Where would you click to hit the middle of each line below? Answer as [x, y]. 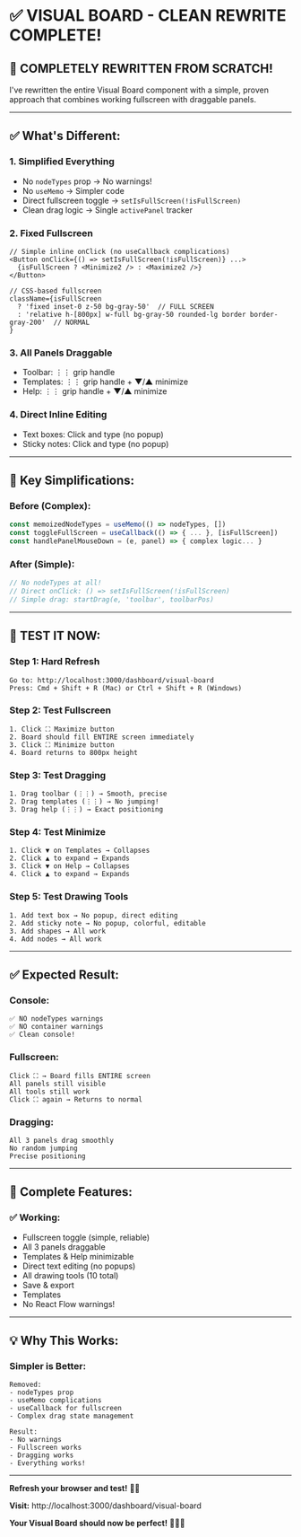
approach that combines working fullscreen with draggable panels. [133, 99]
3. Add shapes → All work [57, 931]
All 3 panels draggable [64, 1247]
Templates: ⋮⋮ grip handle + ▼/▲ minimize [105, 382]
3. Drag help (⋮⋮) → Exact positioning [86, 810]
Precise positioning [48, 1156]
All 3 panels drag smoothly [62, 1140]
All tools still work [50, 1092]
